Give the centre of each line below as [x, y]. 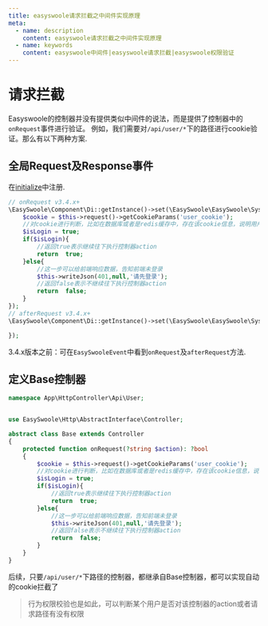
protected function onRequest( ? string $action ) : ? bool [116, 449]
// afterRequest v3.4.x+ [49, 313]
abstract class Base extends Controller [77, 434]
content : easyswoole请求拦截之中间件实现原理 [92, 38]
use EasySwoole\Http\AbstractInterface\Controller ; [96, 420]
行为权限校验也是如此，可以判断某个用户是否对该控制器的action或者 [139, 604]
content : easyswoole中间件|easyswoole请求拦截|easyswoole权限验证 [128, 53]
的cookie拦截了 [33, 586]
